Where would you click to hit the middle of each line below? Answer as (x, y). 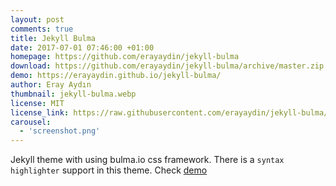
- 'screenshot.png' (60, 131)
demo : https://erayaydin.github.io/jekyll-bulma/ (116, 76)
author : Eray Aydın (51, 85)
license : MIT (37, 103)
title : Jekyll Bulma (53, 38)
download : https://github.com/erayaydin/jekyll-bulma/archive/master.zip (167, 66)
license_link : (40, 112)
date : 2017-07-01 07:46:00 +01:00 (82, 47)
